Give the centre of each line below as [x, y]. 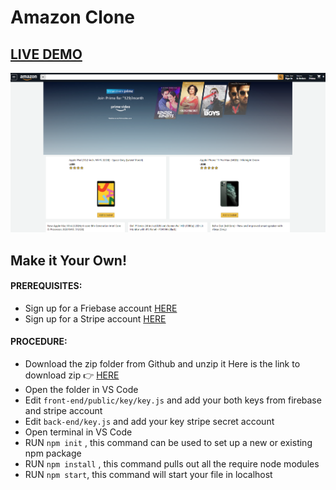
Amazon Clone [73, 17]
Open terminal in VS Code [78, 432]
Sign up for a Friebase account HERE [101, 308]
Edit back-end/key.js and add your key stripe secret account [149, 421]
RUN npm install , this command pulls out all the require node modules [172, 463]
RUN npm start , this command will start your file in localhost [148, 474]
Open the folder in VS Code [81, 389]
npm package [53, 453]
